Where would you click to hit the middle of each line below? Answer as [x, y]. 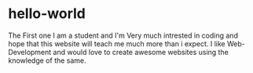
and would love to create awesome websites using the [141, 52]
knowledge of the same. [47, 60]
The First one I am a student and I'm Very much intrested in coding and [123, 35]
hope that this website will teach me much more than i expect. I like [117, 43]
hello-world [47, 14]
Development [30, 52]
